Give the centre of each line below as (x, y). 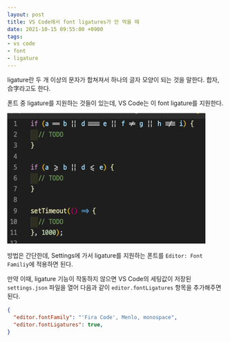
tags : (15, 37)
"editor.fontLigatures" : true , (58, 325)
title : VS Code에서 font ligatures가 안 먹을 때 (73, 22)
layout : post (26, 15)
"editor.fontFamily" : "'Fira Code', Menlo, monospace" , (95, 317)
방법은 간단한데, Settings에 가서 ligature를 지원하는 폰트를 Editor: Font (105, 255)
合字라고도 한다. (29, 88)
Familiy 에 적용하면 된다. (40, 264)
